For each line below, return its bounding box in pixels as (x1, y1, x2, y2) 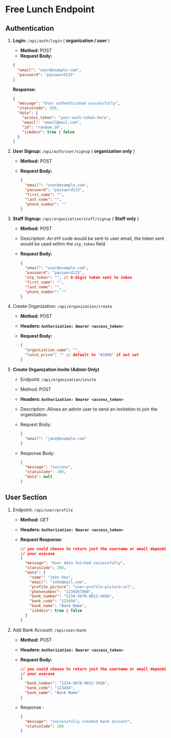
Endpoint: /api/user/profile (12, 506, 73, 512)
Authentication (5, 24, 54, 33)
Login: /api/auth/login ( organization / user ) (12, 37, 110, 43)
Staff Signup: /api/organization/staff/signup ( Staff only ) (12, 216, 139, 222)
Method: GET (20, 517, 49, 523)
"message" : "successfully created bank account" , (24, 719, 132, 724)
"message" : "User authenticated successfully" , (17, 101, 121, 106)
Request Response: (20, 536, 63, 543)
